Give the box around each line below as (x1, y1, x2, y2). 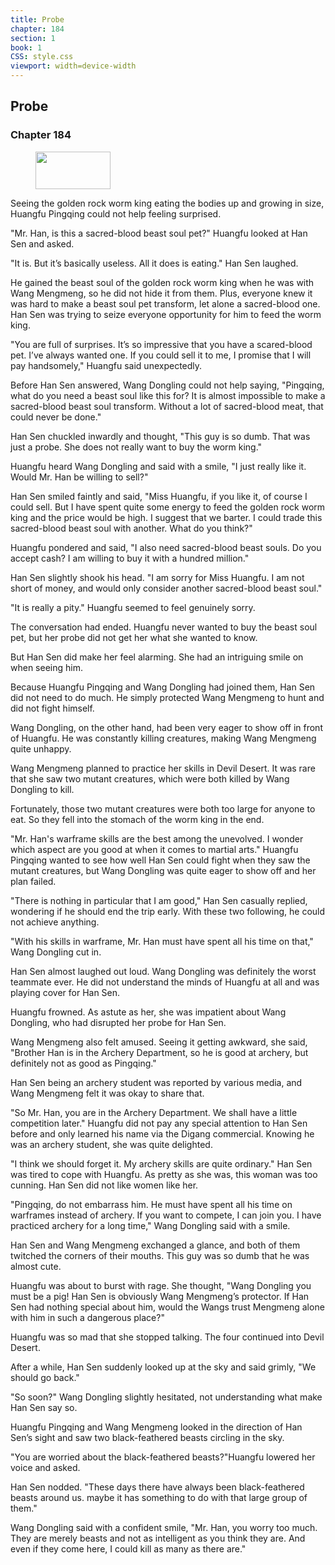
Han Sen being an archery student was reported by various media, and (10, 1076, 303, 1088)
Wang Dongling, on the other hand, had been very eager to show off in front (10, 721, 323, 733)
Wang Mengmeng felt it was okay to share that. (10, 1087, 205, 1099)
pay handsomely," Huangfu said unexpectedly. (10, 359, 203, 371)
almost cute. (10, 1260, 62, 1272)
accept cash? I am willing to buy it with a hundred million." (10, 552, 250, 564)
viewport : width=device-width (10, 61, 137, 71)
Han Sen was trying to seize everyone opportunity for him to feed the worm (10, 308, 322, 320)
